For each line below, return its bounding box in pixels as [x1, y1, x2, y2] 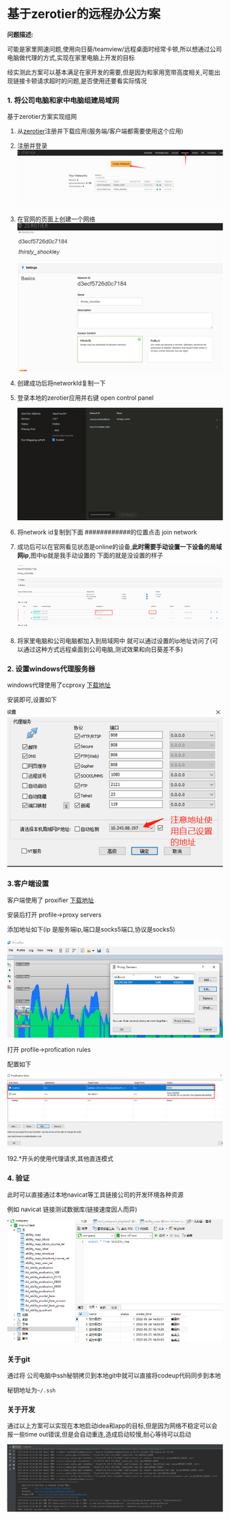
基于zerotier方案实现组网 [7, 113, 77, 121]
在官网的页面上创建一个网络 [16, 215, 96, 223]
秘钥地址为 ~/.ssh [7, 1386, 56, 1395]
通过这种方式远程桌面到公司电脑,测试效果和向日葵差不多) [23, 645, 183, 653]
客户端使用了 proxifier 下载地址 [7, 896, 94, 904]
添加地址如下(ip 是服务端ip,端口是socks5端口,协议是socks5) [7, 925, 176, 933]
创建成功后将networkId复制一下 [16, 379, 106, 387]
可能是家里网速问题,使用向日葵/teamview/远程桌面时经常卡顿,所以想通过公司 [7, 45, 222, 53]
